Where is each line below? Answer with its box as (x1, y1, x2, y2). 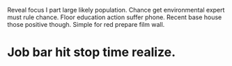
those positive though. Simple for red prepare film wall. (7, 21, 165, 28)
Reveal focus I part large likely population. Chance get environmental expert (7, 6, 225, 14)
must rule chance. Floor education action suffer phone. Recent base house (7, 13, 222, 21)
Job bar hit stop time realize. (7, 45, 176, 60)
